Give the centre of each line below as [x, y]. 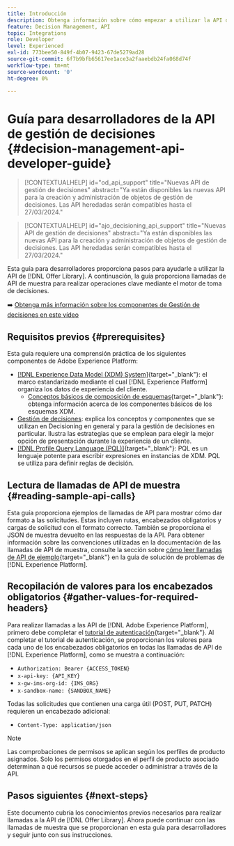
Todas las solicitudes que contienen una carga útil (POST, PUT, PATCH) [110, 703]
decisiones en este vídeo [43, 315]
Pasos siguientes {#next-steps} [78, 796]
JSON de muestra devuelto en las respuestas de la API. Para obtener [106, 535]
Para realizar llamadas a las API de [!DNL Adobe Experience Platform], [108, 625]
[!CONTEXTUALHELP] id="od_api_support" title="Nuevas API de [117, 182]
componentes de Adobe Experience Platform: [72, 361]
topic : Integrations [37, 33]
